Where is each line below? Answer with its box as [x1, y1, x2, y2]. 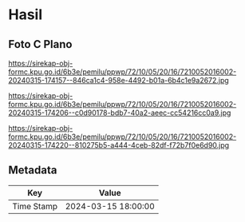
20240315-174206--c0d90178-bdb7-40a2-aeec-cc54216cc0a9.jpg [8, 108, 231, 117]
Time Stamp [12, 200, 58, 212]
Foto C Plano [8, 38, 73, 51]
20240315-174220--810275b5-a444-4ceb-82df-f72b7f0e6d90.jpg [8, 141, 230, 149]
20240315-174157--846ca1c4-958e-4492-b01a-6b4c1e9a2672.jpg [8, 76, 229, 85]
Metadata [8, 164, 57, 177]
